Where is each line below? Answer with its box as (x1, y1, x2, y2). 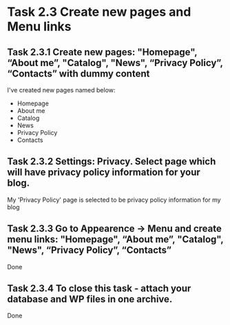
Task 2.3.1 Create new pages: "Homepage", (7, 46, 198, 58)
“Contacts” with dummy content (7, 67, 150, 79)
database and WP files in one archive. (7, 293, 173, 305)
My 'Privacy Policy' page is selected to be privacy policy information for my (7, 196, 222, 204)
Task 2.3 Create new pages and (7, 4, 191, 20)
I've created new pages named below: (7, 86, 116, 94)
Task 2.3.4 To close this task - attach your (7, 283, 191, 295)
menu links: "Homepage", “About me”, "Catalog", (7, 233, 224, 245)
